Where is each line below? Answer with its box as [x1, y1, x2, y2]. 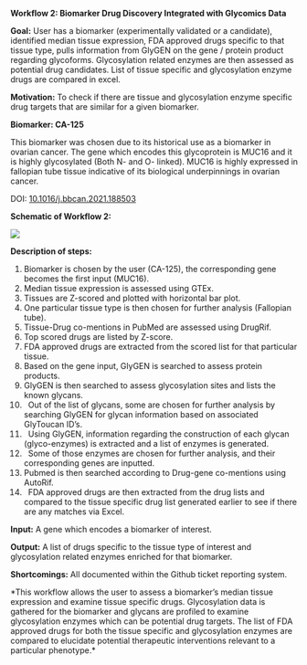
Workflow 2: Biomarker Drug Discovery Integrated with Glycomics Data [10, 8, 287, 18]
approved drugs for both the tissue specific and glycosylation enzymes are [10, 626, 293, 636]
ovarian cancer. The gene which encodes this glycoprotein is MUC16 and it [10, 146, 292, 157]
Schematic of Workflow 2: [10, 211, 112, 222]
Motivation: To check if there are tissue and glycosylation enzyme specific [10, 91, 293, 102]
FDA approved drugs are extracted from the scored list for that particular [23, 342, 298, 352]
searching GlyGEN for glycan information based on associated [23, 409, 259, 419]
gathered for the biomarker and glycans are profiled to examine [10, 607, 249, 617]
